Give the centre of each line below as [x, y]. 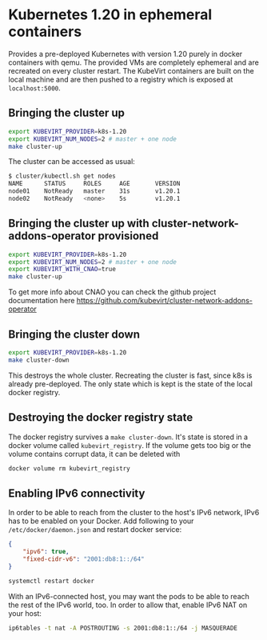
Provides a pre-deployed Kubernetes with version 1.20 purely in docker [126, 54]
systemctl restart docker [51, 581]
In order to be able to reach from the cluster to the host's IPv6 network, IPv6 [134, 513]
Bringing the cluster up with [79, 224]
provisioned [128, 236]
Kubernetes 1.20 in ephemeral [110, 15]
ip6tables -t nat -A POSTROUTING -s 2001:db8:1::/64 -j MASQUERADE [123, 628]
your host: [25, 613]
